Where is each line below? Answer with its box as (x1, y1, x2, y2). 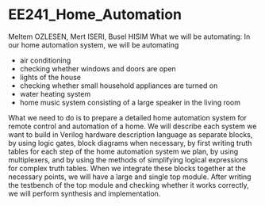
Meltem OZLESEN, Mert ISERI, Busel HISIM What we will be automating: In (8, 32, 251, 41)
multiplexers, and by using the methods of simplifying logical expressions (8, 154, 248, 164)
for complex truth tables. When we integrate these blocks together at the (8, 163, 246, 173)
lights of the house (19, 72, 82, 82)
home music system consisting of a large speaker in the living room (19, 97, 240, 107)
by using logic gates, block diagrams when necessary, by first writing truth (8, 138, 252, 147)
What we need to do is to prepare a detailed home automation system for (8, 113, 248, 122)
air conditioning (19, 55, 71, 65)
